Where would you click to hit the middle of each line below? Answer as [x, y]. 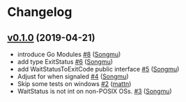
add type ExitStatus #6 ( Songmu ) [65, 62]
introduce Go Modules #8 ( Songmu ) [69, 54]
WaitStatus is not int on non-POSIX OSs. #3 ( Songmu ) [94, 91]
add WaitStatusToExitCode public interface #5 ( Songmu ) [98, 69]
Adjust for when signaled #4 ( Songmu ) [73, 76]
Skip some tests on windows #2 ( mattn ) [74, 84]
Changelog [40, 12]
